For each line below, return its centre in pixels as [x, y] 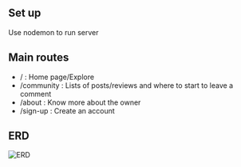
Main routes [39, 58]
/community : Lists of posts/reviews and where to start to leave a [126, 85]
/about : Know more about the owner [80, 102]
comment [36, 93]
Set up [25, 13]
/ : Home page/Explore [57, 77]
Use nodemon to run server [53, 32]
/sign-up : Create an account [67, 110]
